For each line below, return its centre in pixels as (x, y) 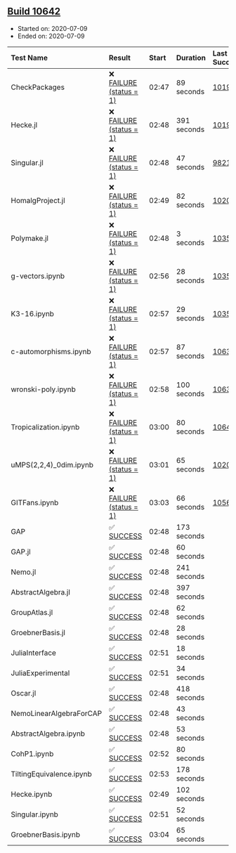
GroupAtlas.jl (32, 612)
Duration (191, 58)
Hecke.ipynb (32, 794)
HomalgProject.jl (38, 200)
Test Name (29, 58)
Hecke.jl (24, 124)
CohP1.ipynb (32, 753)
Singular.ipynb (34, 814)
